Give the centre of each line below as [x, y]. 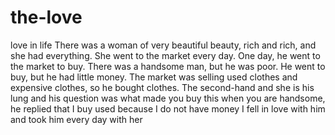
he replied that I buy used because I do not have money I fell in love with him [168, 108]
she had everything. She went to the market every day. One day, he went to [165, 55]
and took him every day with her [76, 119]
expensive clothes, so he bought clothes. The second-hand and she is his [162, 87]
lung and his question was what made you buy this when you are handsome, [168, 98]
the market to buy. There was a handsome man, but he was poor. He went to [168, 66]
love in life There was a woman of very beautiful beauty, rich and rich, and [163, 45]
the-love [46, 17]
